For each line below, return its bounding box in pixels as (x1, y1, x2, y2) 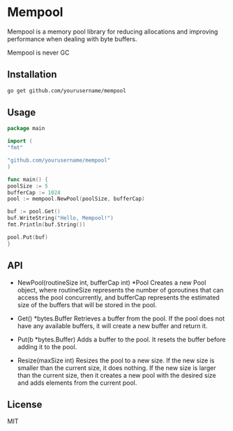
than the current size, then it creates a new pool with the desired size (17, 371, 216, 379)
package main (7, 125, 45, 132)
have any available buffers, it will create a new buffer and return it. (17, 321, 208, 330)
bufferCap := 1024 (7, 189, 61, 196)
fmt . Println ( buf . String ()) (7, 221, 86, 228)
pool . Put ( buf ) (7, 234, 49, 241)
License (7, 398, 43, 410)
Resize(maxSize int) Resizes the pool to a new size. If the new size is (17, 356, 215, 365)
